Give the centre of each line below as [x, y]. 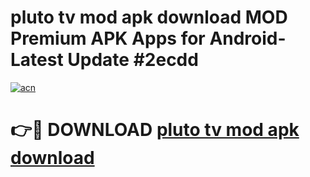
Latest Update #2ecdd [104, 60]
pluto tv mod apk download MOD [149, 17]
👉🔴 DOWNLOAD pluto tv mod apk [155, 130]
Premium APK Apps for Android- [148, 38]
